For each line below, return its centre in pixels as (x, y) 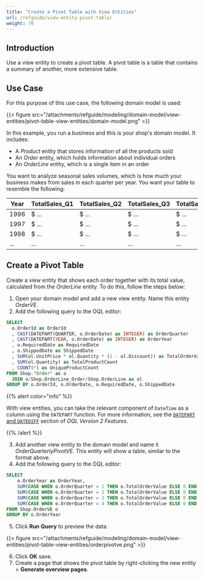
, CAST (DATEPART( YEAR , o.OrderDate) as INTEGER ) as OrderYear (92, 339)
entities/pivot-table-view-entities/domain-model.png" (73, 121)
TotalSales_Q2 (100, 204)
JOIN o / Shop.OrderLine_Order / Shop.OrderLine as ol (77, 379)
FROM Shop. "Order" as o (36, 373)
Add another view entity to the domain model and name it (87, 444)
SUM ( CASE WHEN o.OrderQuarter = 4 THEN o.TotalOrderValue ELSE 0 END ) (108, 504)
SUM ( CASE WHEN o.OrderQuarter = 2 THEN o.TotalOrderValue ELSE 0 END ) (108, 492)
